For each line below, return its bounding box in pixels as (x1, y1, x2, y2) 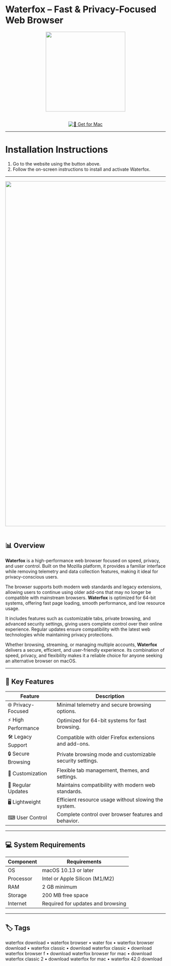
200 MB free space (42, 892, 89, 899)
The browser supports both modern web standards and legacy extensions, (5, 584, 162, 590)
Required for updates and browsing (42, 900, 126, 907)
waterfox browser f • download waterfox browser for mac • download (5, 951, 152, 957)
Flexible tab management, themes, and (56, 767, 150, 774)
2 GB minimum (42, 883, 77, 890)
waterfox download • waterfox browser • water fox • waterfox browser (5, 939, 154, 946)
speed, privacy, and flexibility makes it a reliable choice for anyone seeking (5, 652, 163, 658)
